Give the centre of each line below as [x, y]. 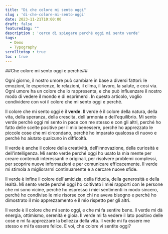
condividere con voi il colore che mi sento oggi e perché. [64, 102]
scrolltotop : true [26, 52]
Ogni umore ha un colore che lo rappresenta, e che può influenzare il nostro [83, 91]
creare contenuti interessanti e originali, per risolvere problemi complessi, [81, 159]
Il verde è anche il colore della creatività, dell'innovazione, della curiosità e [82, 148]
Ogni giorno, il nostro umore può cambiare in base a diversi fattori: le [76, 80]
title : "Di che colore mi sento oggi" [46, 10]
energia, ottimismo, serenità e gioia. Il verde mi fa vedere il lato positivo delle [84, 215]
